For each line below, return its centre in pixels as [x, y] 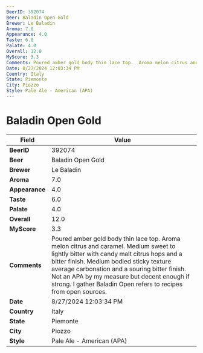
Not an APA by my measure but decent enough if [121, 276]
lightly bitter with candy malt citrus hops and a [117, 254]
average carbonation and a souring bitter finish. [118, 269]
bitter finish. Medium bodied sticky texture [111, 261]
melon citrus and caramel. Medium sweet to [113, 246]
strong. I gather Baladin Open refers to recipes [117, 284]
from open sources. [79, 291]
